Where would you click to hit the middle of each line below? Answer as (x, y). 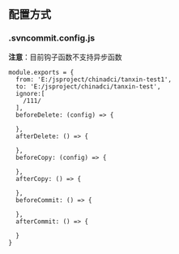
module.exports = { (41, 72)
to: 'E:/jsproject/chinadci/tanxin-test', (88, 86)
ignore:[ (30, 93)
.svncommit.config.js (52, 38)
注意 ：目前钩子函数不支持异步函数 (65, 57)
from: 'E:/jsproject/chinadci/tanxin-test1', (94, 80)
